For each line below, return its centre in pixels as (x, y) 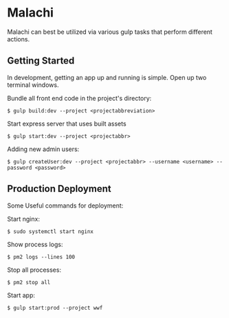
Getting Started (41, 61)
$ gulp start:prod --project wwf (55, 308)
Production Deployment (59, 189)
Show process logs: (35, 244)
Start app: (21, 295)
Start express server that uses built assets (67, 123)
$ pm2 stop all (29, 282)
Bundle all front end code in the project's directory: (79, 98)
